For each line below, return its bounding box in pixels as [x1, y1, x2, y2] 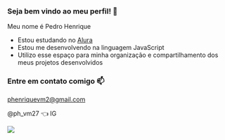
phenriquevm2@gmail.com [7, 95, 86, 103]
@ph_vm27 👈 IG [7, 109, 57, 117]
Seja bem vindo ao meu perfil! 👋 [7, 6, 118, 16]
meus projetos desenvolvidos [17, 58, 103, 67]
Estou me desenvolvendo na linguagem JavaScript [17, 44, 165, 52]
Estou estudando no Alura [17, 36, 93, 44]
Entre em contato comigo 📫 [7, 77, 105, 87]
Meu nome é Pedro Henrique [7, 23, 91, 31]
